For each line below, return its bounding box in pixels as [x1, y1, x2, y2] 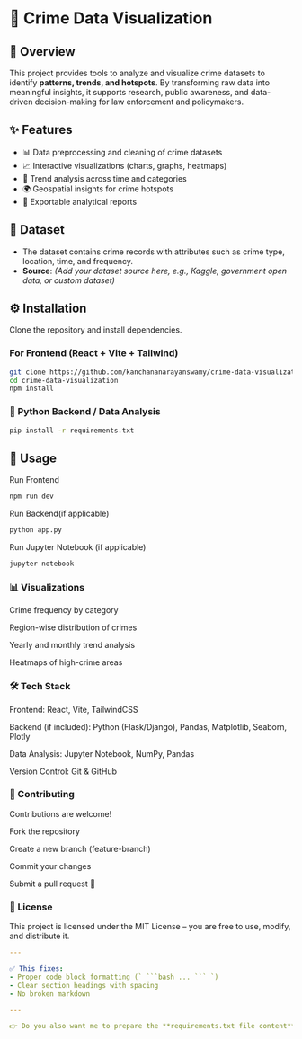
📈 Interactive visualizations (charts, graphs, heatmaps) [22, 160, 227, 171]
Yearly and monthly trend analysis [9, 640, 136, 651]
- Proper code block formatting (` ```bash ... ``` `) [9, 972, 219, 981]
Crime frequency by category [9, 605, 119, 616]
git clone [9, 368, 47, 377]
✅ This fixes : [9, 964, 64, 973]
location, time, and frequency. [22, 255, 133, 266]
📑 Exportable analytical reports [22, 196, 138, 207]
